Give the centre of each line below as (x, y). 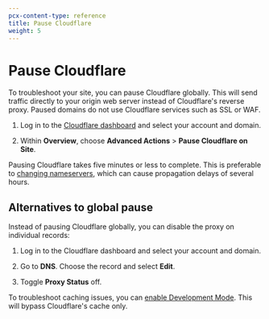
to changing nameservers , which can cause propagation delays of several (131, 174)
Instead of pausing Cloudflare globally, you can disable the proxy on (122, 227)
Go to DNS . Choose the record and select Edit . (97, 267)
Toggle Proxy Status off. (61, 282)
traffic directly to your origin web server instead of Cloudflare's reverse (126, 101)
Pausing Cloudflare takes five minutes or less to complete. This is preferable (135, 165)
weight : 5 (25, 31)
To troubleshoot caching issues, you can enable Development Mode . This (130, 297)
